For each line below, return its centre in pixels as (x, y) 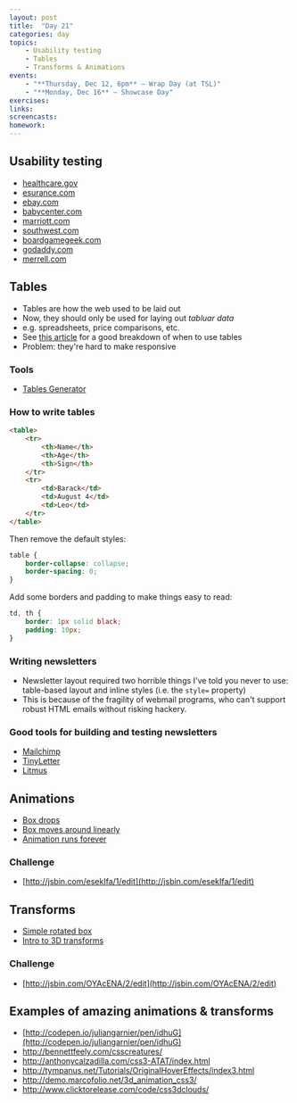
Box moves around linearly (71, 830)
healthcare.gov (50, 183)
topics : (24, 42)
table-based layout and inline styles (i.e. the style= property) (134, 690)
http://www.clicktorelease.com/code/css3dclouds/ (115, 1090)
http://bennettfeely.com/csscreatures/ (92, 1052)
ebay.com (41, 202)
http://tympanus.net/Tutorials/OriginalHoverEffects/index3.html (138, 1071)
